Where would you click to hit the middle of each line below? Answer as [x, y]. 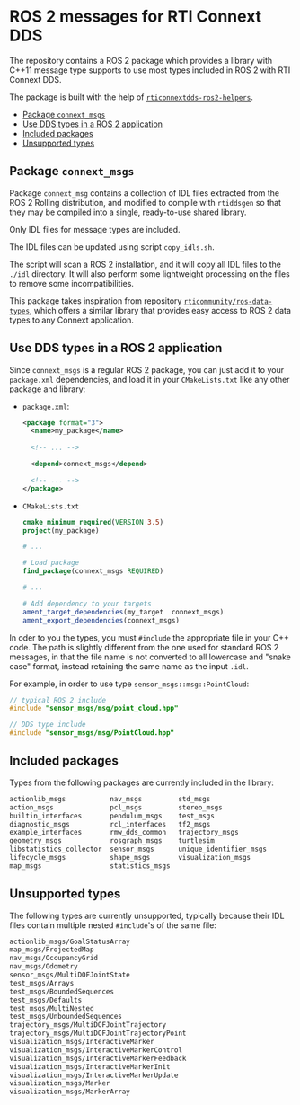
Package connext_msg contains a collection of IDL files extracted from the [145, 193]
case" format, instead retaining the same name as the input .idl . [129, 666]
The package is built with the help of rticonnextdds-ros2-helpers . [131, 97]
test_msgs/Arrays [42, 983]
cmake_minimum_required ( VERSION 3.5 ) [93, 522]
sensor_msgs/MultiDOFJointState [70, 975]
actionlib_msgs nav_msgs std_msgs [110, 799]
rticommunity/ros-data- [228, 301]
